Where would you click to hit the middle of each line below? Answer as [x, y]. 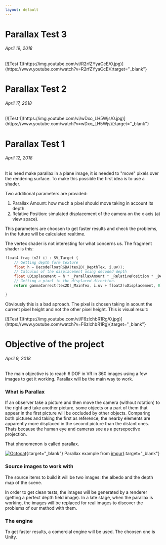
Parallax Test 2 [36, 89]
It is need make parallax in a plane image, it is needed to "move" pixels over [82, 173]
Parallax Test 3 [36, 34]
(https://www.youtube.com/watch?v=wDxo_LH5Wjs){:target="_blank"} [77, 124]
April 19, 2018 [19, 48]
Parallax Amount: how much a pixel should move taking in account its [83, 203]
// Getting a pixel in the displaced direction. [65, 281]
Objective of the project [55, 344]
